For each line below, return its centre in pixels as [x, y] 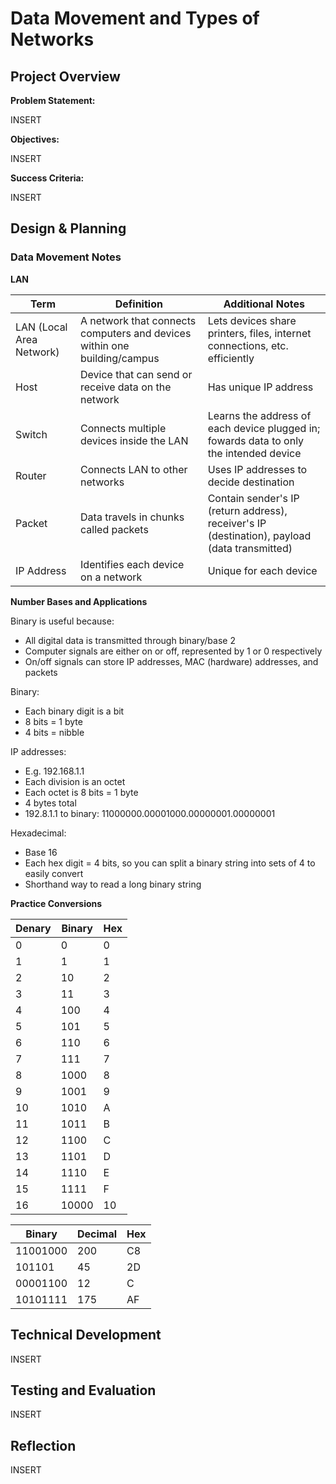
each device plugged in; [264, 428]
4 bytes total [50, 803]
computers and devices [136, 333]
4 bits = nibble [54, 732]
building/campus [120, 358]
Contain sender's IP [253, 498]
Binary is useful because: [62, 621]
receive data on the [126, 387]
